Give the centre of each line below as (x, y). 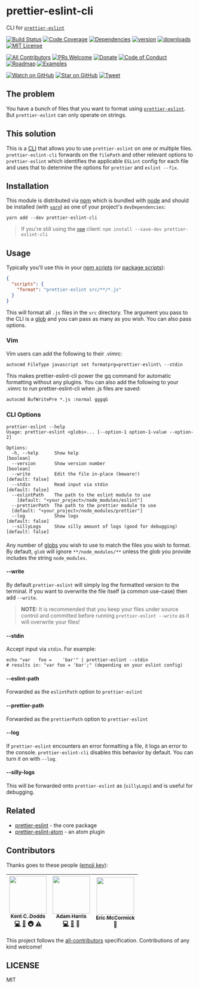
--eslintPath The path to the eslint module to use (81, 495)
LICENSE (23, 966)
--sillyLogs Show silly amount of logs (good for (80, 527)
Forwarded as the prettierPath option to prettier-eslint (77, 719)
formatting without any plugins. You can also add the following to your (92, 382)
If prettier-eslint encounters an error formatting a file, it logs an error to (97, 746)
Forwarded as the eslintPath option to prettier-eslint (74, 692)
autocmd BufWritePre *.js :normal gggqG (57, 399)
